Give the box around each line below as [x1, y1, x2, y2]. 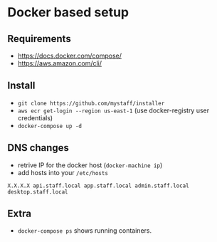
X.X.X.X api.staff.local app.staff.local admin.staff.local [7, 182, 190, 189]
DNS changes [7, 142, 70, 154]
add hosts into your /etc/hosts [17, 168, 109, 177]
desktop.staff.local [7, 188, 69, 196]
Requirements [7, 33, 71, 45]
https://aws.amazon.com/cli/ [17, 59, 102, 68]
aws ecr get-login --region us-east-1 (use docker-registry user [17, 106, 210, 115]
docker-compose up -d [17, 122, 82, 130]
